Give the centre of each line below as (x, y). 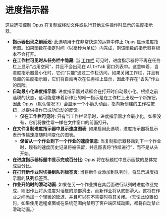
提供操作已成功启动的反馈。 (54, 110)
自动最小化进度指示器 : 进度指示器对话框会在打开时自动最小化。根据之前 (85, 91)
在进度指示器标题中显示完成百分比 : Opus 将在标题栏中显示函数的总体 (83, 159)
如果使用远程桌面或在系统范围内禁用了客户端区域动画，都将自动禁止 (90, 203)
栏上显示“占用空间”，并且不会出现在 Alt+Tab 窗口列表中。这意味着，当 (85, 66)
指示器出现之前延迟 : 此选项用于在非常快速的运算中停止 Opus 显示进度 (83, 41)
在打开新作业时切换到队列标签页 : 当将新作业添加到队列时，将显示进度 (83, 172)
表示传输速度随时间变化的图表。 (45, 135)
